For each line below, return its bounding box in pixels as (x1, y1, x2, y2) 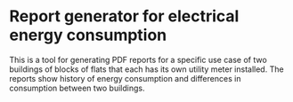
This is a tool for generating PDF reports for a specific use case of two (9, 54, 267, 65)
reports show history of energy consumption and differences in (9, 73, 241, 83)
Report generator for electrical (9, 6, 240, 27)
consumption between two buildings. (9, 82, 145, 93)
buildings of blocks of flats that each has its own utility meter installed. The (9, 64, 284, 75)
